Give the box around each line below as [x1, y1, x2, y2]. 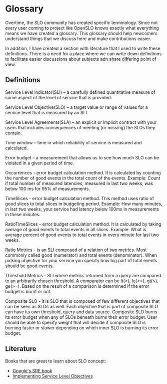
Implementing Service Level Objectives [12, 373, 93, 379]
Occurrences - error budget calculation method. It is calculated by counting [5, 169, 161, 175]
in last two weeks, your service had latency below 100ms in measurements [5, 206, 159, 212]
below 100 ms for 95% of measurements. [5, 185, 90, 191]
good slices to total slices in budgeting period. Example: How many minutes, [5, 201, 162, 207]
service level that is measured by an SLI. [5, 109, 88, 115]
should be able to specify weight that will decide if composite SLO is [5, 319, 146, 325]
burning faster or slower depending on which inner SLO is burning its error [5, 324, 158, 331]
